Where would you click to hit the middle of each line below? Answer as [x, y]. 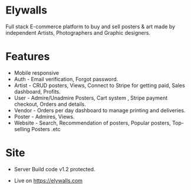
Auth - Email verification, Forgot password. [66, 79]
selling [22, 129]
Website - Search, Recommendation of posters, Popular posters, [93, 123]
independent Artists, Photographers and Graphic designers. [78, 32]
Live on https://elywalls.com [48, 181]
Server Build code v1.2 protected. [55, 169]
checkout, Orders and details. [50, 104]
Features [28, 57]
